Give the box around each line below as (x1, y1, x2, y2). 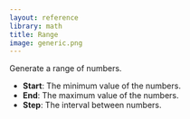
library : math (9, 22, 63, 31)
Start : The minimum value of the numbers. (22, 80, 181, 91)
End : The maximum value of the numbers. (22, 90, 179, 101)
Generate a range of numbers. (9, 63, 122, 74)
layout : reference (9, 13, 79, 23)
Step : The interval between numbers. (22, 100, 162, 111)
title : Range (9, 30, 59, 39)
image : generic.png (9, 38, 83, 48)
